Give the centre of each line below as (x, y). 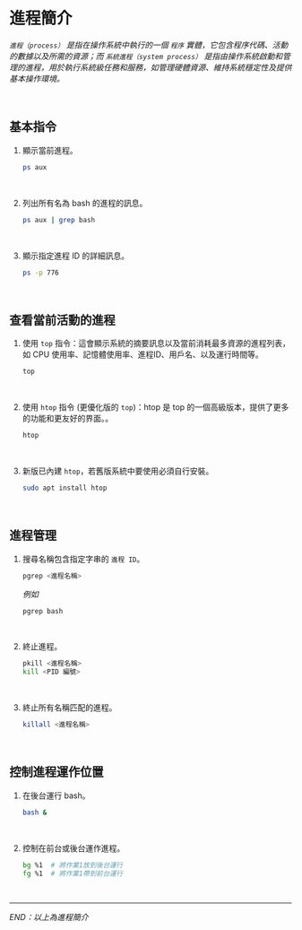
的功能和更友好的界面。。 (68, 419)
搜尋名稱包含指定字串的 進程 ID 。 (83, 559)
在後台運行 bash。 (56, 795)
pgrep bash (43, 611)
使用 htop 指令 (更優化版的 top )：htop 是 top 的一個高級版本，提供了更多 (155, 407)
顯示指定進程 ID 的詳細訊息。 (76, 256)
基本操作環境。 (37, 78)
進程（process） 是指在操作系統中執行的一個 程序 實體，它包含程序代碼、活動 (149, 45)
